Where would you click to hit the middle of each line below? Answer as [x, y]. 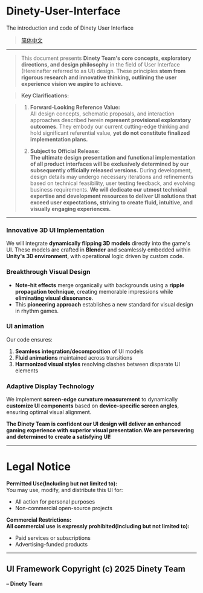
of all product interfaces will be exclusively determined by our [109, 164]
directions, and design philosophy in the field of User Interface [100, 64]
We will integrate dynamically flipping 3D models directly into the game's [98, 244]
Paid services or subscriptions [53, 538]
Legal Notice [39, 467]
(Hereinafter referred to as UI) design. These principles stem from [103, 71]
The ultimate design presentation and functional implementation [113, 157]
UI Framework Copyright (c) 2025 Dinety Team [96, 569]
